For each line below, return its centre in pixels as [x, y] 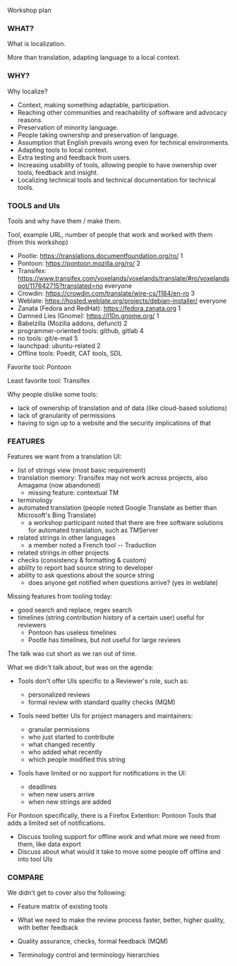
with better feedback [48, 928]
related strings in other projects [63, 553]
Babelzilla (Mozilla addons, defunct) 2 [72, 323]
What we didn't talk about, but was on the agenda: [80, 668]
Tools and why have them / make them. [65, 221]
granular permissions [59, 730]
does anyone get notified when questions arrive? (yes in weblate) [123, 583]
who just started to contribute [71, 737]
